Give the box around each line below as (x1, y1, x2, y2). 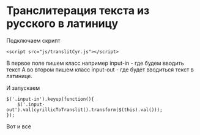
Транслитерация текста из (6, 4, 150, 18)
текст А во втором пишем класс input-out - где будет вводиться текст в (6, 65, 194, 73)
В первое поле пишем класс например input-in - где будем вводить (6, 59, 185, 67)
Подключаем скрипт (6, 37, 61, 44)
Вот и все (6, 123, 32, 130)
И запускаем (6, 84, 40, 92)
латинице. (6, 72, 32, 79)
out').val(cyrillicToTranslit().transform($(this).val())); (6, 106, 163, 113)
